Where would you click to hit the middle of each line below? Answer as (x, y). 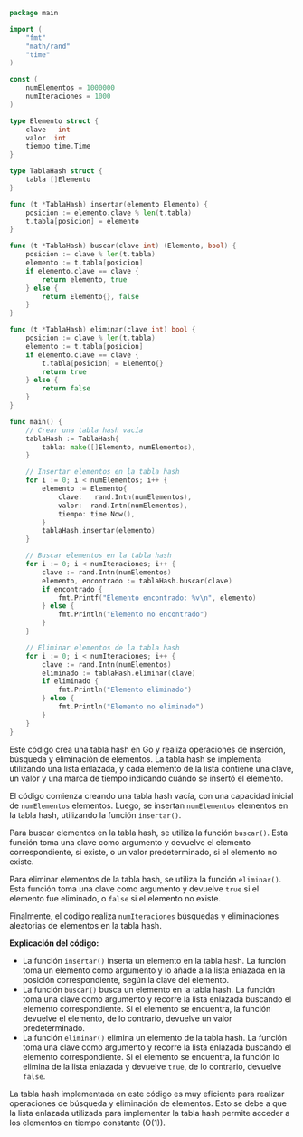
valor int (46, 138)
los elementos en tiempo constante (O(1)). (87, 1123)
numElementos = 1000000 (71, 88)
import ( (26, 29)
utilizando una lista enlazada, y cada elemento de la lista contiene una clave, (151, 768)
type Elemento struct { (54, 121)
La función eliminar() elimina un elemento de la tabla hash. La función (155, 1037)
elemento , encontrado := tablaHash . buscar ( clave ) (137, 581)
